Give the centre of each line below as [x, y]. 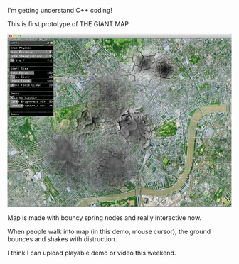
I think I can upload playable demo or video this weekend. [92, 253]
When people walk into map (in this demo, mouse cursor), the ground [109, 232]
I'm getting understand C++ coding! [60, 10]
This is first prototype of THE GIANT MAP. [69, 24]
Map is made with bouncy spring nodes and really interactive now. [104, 218]
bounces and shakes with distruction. [62, 239]
